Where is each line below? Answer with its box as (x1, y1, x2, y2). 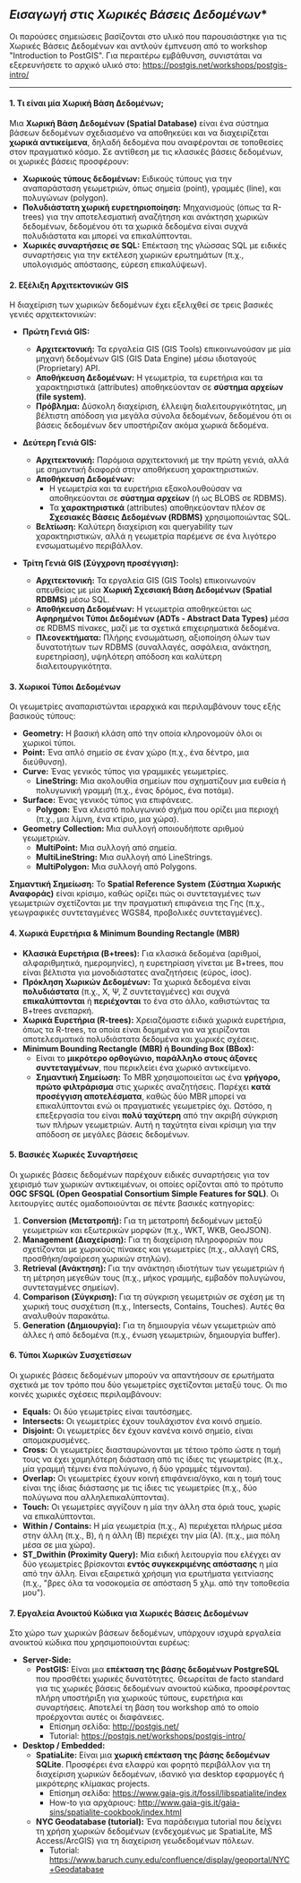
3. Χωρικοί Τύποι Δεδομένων (9, 681, 121, 692)
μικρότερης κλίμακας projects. (35, 1778, 150, 1789)
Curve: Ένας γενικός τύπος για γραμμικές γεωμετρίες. (21, 766, 228, 777)
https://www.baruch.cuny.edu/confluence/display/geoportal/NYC (48, 1854, 290, 1865)
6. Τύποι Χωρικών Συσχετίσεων (9, 1350, 133, 1360)
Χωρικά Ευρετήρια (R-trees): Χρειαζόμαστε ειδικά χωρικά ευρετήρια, (21, 1015, 287, 1025)
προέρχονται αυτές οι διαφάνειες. (35, 1712, 165, 1723)
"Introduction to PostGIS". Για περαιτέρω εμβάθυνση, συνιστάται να (9, 49, 262, 61)
